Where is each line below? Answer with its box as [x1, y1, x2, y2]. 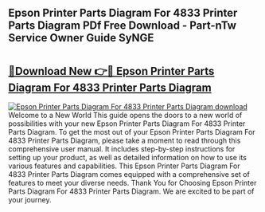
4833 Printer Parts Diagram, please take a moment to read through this [8, 135, 241, 145]
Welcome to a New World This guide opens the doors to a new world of [8, 111, 243, 120]
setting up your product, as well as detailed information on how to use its [8, 153, 247, 162]
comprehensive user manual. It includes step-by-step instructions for [8, 144, 236, 154]
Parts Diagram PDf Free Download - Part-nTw [8, 19, 237, 33]
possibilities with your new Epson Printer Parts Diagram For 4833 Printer [8, 119, 246, 128]
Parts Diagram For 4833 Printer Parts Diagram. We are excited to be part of [8, 186, 255, 196]
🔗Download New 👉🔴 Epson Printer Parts [8, 64, 215, 78]
